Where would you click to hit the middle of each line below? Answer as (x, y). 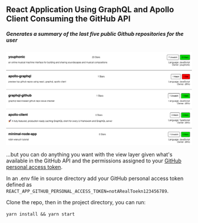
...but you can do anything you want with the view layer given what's (89, 154)
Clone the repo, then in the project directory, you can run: (76, 202)
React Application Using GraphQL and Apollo (90, 10)
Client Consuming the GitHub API (68, 19)
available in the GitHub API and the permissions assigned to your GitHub (94, 161)
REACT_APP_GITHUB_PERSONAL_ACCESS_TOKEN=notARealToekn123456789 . (88, 191)
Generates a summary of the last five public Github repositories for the (95, 34)
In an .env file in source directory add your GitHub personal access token (95, 178)
